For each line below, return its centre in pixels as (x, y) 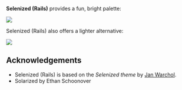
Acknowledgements (44, 60)
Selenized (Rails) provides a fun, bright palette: (64, 9)
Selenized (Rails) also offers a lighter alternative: (65, 31)
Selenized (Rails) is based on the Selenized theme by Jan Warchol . (95, 74)
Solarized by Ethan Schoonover (53, 81)
